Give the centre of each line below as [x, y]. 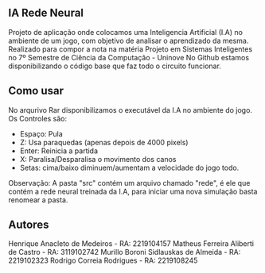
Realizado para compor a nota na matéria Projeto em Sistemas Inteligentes [131, 49]
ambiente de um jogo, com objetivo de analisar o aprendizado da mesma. [129, 40]
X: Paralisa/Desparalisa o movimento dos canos [98, 159]
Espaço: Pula [41, 133]
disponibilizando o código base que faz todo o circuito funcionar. [115, 66]
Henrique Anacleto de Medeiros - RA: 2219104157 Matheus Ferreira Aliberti [131, 244]
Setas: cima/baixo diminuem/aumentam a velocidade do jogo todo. [129, 167]
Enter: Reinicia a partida [58, 151]
